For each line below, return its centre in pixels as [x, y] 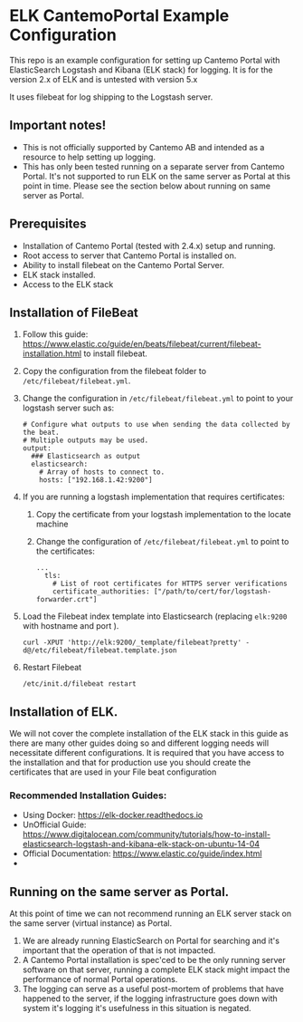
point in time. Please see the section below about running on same [147, 186]
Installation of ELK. [64, 712]
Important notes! [58, 125]
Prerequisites [48, 224]
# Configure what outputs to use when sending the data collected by [156, 425]
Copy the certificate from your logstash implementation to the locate [163, 515]
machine [52, 524]
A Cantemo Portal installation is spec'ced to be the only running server [154, 960]
